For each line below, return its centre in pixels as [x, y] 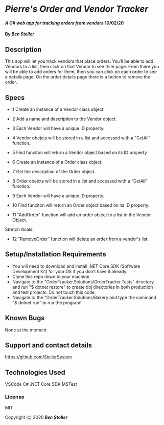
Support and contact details [48, 345]
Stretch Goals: [20, 229]
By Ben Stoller [20, 34]
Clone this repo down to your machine [51, 276]
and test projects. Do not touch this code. [54, 292]
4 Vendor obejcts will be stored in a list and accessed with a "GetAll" [81, 138]
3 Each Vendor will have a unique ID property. [58, 128]
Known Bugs [25, 318]
